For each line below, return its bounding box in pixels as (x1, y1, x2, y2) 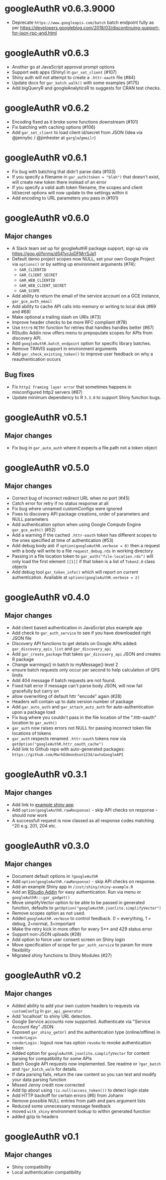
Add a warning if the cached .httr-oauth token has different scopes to (11, 532, 157, 538)
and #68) (11, 309, 31, 315)
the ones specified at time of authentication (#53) (11, 537, 114, 543)
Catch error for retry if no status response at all (11, 500, 109, 506)
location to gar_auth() (11, 719, 58, 726)
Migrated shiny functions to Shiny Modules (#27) (11, 952, 112, 958)
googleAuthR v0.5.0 (4, 462, 90, 473)
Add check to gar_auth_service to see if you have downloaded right (11, 630, 151, 636)
